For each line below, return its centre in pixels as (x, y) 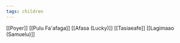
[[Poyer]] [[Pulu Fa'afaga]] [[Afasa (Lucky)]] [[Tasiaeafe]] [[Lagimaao (90, 28)
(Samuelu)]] (21, 34)
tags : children (25, 11)
